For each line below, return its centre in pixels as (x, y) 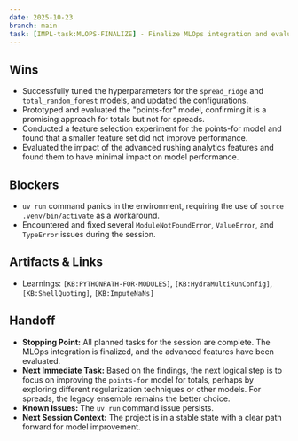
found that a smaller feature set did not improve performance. (135, 138)
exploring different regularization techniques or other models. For (141, 389)
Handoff (32, 321)
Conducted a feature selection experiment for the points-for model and (152, 128)
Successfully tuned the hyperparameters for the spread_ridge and (143, 91)
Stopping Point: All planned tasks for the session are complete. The (146, 342)
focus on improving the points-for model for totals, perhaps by (138, 379)
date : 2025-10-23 (41, 17)
